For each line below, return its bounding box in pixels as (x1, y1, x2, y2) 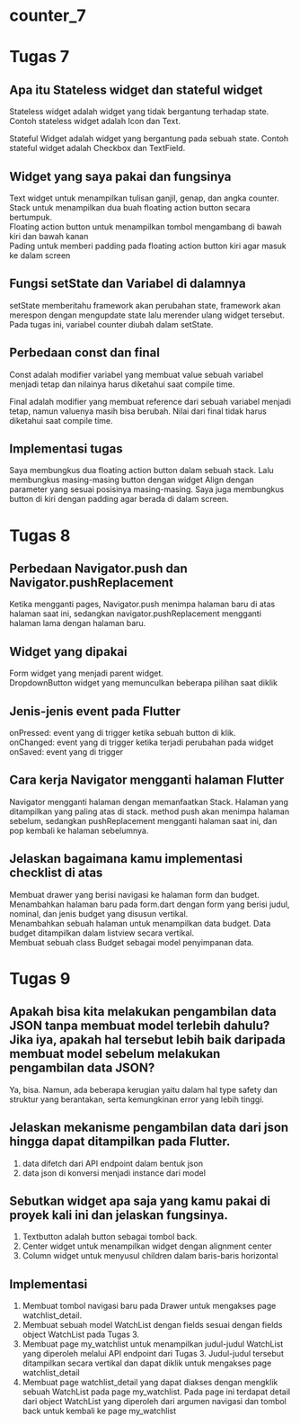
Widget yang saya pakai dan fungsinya (9, 168, 232, 184)
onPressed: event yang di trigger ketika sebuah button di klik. (9, 728, 236, 739)
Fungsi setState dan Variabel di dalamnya (9, 276, 246, 291)
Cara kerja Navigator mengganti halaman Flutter (9, 773, 285, 788)
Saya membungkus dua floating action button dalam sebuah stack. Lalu (9, 465, 274, 476)
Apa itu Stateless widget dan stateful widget (9, 82, 263, 97)
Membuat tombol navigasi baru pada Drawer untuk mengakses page (22, 1301, 277, 1312)
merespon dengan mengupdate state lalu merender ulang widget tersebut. (9, 309, 286, 320)
